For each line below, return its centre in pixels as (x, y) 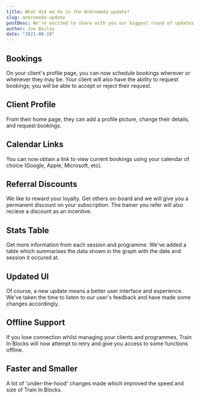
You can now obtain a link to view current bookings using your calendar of (98, 159)
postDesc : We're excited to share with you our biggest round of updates (100, 23)
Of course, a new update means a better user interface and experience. (95, 291)
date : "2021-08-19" (31, 34)
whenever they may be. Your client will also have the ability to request (92, 79)
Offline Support (36, 323)
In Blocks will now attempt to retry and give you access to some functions (97, 343)
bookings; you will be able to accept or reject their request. (79, 85)
